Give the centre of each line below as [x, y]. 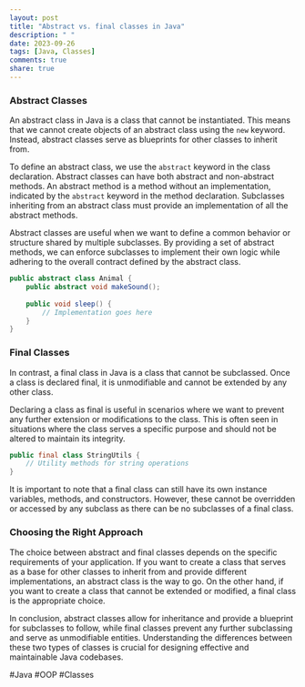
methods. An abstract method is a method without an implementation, [140, 187]
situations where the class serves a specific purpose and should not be [143, 429]
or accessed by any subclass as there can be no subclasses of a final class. [152, 509]
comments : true [38, 60]
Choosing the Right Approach [76, 532]
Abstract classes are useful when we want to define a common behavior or [150, 233]
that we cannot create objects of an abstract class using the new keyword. [147, 130]
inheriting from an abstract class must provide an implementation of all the [149, 206]
